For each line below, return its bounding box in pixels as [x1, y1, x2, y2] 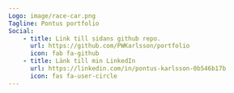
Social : [8, 27, 35, 35]
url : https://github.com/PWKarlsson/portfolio [29, 42, 190, 50]
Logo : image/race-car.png [8, 11, 96, 20]
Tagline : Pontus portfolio [8, 19, 100, 27]
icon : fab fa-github [29, 49, 100, 57]
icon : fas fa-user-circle [29, 72, 117, 80]
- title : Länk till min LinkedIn [23, 57, 136, 66]
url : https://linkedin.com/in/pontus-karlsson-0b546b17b [29, 65, 227, 73]
